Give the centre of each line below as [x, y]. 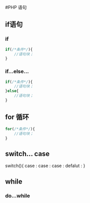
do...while [18, 196]
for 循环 [17, 117]
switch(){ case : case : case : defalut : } [45, 166]
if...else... [17, 71]
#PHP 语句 [16, 7]
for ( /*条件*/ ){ [20, 129]
